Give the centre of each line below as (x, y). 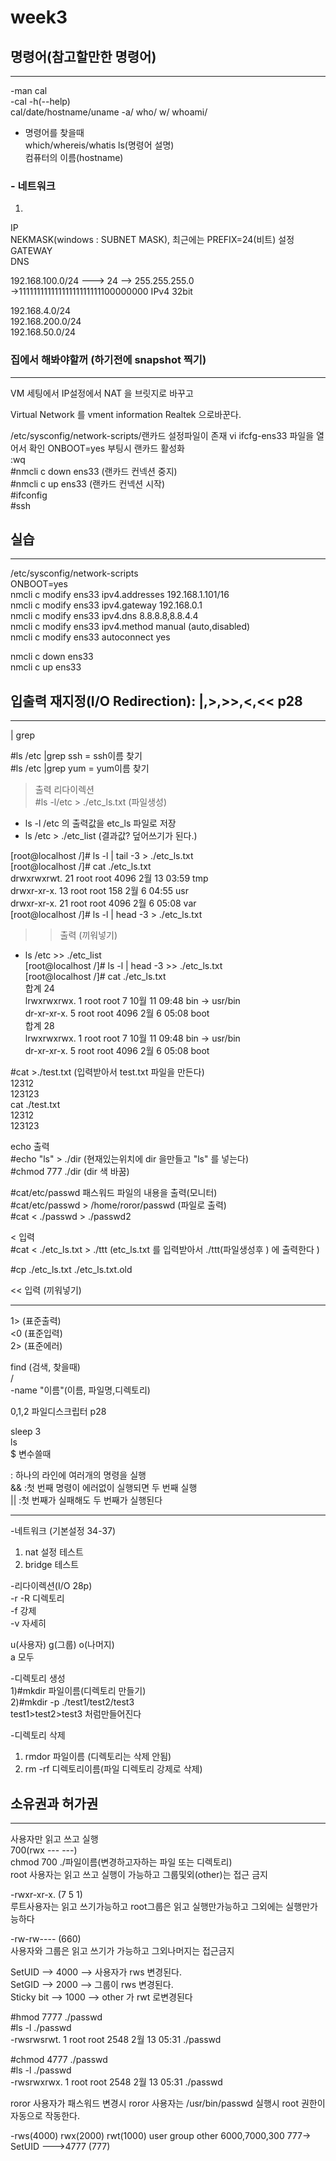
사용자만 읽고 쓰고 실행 (54, 1839)
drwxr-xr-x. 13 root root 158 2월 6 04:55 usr (99, 891)
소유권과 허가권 (54, 1803)
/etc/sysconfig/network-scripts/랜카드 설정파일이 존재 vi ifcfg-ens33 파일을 (162, 435)
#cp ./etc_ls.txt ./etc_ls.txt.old (71, 1270)
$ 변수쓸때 (31, 1454)
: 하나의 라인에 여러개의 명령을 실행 (78, 1475)
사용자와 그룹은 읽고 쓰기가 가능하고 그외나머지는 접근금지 (122, 1951)
